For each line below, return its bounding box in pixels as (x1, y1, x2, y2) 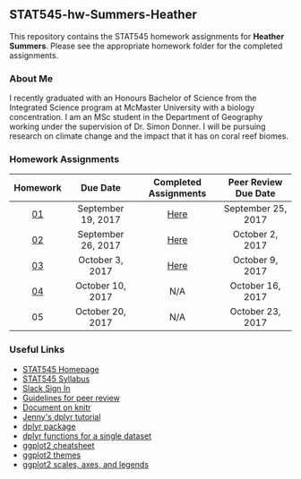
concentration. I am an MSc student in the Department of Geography (9, 112, 263, 123)
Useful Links (9, 344, 65, 356)
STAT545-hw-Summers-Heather (9, 7, 197, 22)
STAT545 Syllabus (21, 373, 90, 384)
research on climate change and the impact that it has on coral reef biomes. (9, 131, 289, 141)
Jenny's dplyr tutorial (21, 411, 101, 422)
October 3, (78, 254, 124, 267)
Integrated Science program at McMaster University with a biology (9, 102, 255, 113)
